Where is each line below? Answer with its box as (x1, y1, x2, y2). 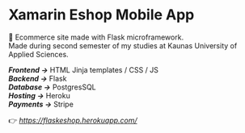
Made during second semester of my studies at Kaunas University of (8, 40, 238, 50)
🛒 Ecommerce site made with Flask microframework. (8, 32, 184, 42)
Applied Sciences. (8, 49, 69, 59)
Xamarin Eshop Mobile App (8, 6, 195, 24)
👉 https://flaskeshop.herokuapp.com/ (8, 115, 137, 125)
